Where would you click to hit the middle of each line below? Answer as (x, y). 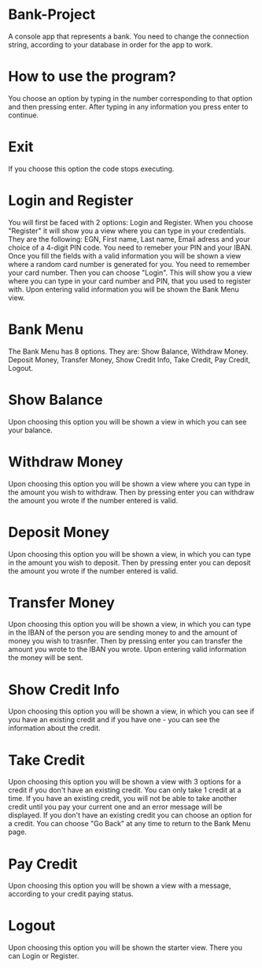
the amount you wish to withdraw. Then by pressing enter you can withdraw (131, 492)
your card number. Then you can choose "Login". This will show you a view (130, 273)
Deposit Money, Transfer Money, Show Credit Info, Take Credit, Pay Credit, (129, 359)
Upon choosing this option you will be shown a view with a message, (120, 886)
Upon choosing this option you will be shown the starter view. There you (125, 948)
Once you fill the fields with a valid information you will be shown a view (125, 256)
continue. (24, 115)
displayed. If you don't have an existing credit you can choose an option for (130, 815)
